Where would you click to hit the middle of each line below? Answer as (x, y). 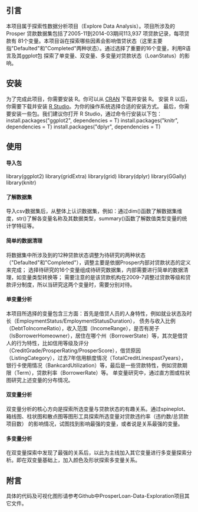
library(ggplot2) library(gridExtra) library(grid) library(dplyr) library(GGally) (96, 176)
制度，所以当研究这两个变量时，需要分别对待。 (78, 284)
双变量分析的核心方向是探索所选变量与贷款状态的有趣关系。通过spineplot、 (97, 409)
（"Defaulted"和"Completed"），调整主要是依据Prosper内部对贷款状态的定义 (99, 262)
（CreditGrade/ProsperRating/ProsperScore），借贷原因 (74, 350)
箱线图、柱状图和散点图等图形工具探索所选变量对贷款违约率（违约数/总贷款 (98, 417)
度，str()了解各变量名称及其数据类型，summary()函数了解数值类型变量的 (94, 218)
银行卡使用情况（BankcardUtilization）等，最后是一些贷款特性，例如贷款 (94, 365)
